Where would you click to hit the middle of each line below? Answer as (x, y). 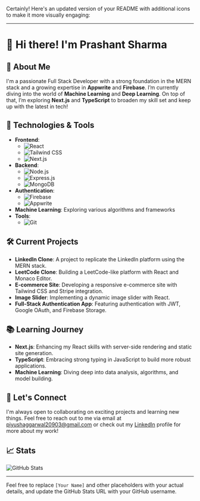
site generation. (34, 353)
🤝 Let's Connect (36, 397)
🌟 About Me (28, 67)
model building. (34, 378)
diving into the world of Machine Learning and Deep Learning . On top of (96, 94)
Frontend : (27, 139)
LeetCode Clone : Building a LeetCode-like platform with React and (97, 272)
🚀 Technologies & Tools (50, 125)
